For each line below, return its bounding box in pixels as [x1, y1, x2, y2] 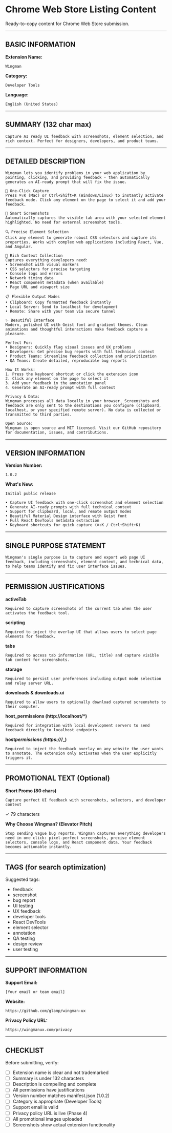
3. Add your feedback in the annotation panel [5, 381, 106, 386]
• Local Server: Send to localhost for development [5, 304, 118, 310]
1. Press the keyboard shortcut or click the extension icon [5, 372, 139, 377]
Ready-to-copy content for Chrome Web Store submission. [5, 20, 130, 27]
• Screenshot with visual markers [5, 262, 79, 267]
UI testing [12, 903, 33, 909]
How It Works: [5, 367, 36, 373]
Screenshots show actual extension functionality [12, 1121, 116, 1128]
